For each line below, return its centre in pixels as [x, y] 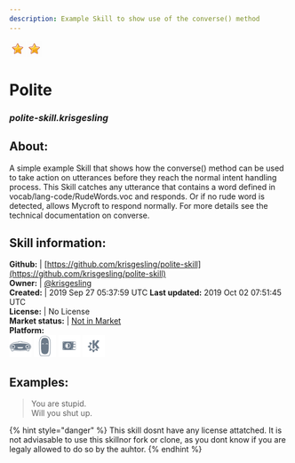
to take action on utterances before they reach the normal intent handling [143, 177]
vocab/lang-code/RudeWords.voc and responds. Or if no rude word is [137, 196]
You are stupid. [59, 403]
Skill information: [58, 243]
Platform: [27, 331]
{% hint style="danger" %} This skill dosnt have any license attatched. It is [146, 430]
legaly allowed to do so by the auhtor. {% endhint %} [106, 450]
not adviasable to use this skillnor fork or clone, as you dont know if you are [147, 440]
